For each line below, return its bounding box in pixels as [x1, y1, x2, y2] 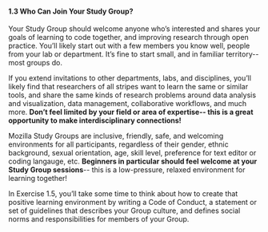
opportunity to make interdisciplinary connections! [8, 116, 182, 125]
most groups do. [8, 58, 62, 68]
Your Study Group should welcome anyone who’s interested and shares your [8, 24, 261, 33]
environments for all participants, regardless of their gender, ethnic [8, 140, 230, 149]
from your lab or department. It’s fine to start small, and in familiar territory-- [8, 49, 259, 59]
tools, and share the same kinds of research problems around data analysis [8, 90, 257, 100]
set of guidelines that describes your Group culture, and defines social [8, 206, 241, 215]
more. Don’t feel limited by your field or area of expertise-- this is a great [8, 108, 254, 117]
